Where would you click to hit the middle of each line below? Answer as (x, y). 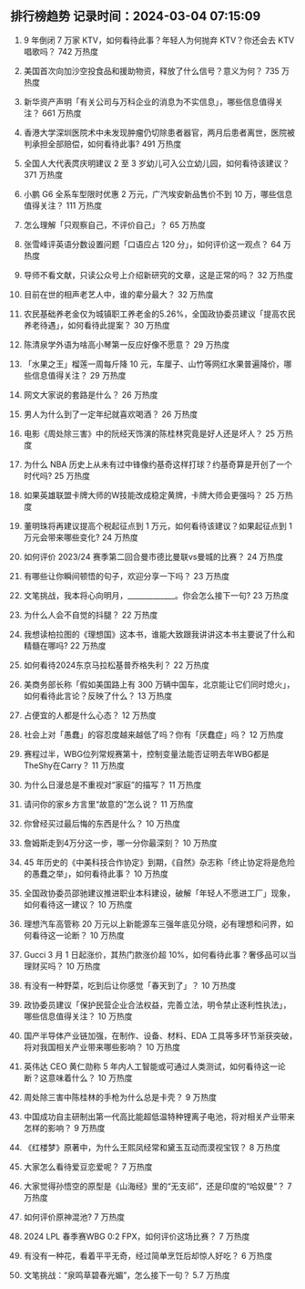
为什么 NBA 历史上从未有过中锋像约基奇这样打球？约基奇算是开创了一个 (158, 464)
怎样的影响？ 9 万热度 (64, 1128)
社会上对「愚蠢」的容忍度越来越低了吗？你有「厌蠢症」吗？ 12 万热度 (153, 734)
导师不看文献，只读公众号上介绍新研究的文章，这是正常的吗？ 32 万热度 (158, 275)
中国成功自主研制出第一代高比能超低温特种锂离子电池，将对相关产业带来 (159, 1117)
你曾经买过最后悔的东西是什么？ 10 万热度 (102, 823)
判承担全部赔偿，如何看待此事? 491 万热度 (102, 143)
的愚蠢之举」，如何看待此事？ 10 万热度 (96, 873)
